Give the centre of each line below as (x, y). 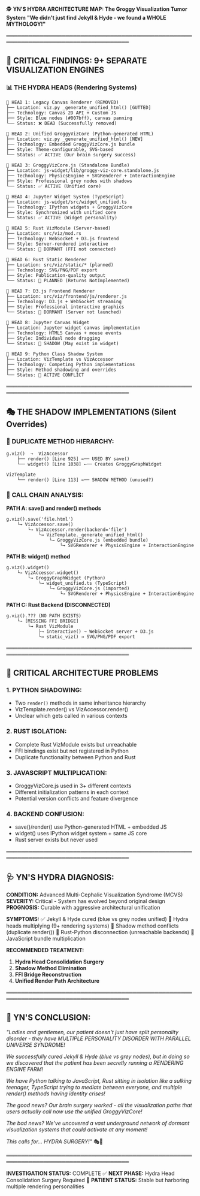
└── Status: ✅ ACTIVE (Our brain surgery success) (71, 155)
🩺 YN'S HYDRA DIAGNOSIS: (60, 877)
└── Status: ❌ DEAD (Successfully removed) (62, 123)
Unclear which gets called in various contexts (71, 716)
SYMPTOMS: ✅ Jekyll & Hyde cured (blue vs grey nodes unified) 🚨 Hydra (97, 919)
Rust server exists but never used (56, 840)
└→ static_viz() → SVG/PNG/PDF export (87, 637)
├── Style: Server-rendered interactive (57, 244)
